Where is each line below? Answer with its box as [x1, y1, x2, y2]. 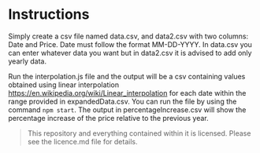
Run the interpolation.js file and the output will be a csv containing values [8, 71, 246, 81]
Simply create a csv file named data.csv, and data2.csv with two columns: [8, 31, 249, 41]
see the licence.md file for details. [27, 137, 138, 146]
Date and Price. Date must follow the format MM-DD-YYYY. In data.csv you [8, 39, 252, 49]
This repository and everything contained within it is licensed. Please [27, 128, 251, 138]
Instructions [8, 5, 90, 24]
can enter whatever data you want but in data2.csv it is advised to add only [8, 48, 252, 57]
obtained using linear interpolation [8, 80, 120, 89]
